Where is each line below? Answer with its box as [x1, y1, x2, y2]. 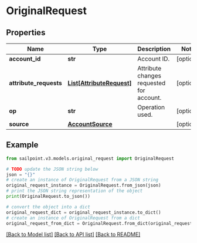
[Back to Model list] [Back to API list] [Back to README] [6, 231, 141, 238]
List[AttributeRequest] [67, 79, 132, 87]
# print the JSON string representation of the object [6, 188, 143, 194]
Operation [137, 103, 165, 111]
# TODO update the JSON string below [6, 166, 98, 172]
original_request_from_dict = [6, 220, 80, 227]
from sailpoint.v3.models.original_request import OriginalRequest [6, 156, 175, 161]
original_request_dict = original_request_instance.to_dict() [6, 210, 161, 215]
